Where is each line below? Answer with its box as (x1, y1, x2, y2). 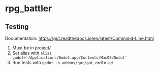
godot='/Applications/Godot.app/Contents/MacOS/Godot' (12, 55, 127, 60)
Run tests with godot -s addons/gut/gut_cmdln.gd (12, 60, 113, 65)
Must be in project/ (12, 45, 51, 50)
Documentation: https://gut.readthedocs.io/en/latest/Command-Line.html (5, 35, 154, 41)
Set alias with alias (12, 50, 52, 56)
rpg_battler (5, 3, 52, 14)
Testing (5, 23, 29, 31)
